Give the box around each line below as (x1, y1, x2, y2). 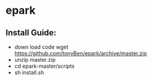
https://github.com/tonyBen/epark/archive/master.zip (14, 50, 147, 57)
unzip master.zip (14, 56, 56, 63)
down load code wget (14, 43, 69, 50)
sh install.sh (14, 69, 45, 76)
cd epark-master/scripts (14, 62, 75, 70)
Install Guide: (5, 28, 57, 38)
